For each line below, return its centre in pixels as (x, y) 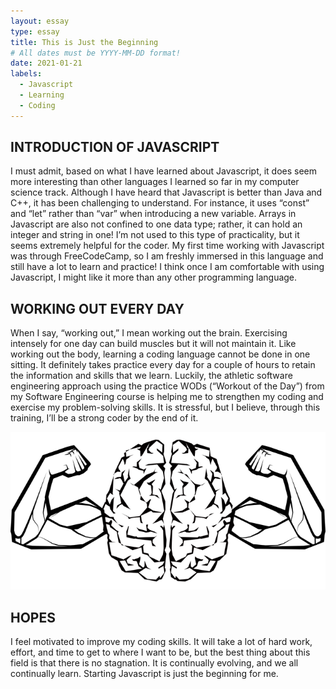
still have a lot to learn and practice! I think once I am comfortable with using (167, 267)
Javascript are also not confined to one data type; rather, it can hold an (156, 224)
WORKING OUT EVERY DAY (97, 308)
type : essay (35, 31)
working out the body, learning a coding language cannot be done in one (160, 354)
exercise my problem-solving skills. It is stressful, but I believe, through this (165, 407)
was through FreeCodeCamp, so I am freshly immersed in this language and (167, 256)
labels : (26, 74)
